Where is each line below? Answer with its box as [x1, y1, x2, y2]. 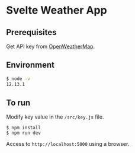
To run [6, 97, 31, 107]
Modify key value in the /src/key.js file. [6, 113, 104, 120]
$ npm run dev [6, 130, 41, 136]
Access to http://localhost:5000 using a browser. [6, 141, 130, 148]
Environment [6, 60, 55, 70]
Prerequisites [6, 27, 57, 37]
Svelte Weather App [6, 4, 108, 17]
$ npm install [6, 125, 41, 131]
